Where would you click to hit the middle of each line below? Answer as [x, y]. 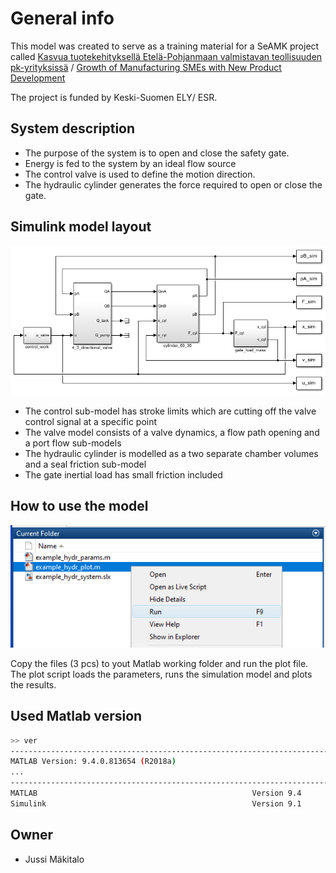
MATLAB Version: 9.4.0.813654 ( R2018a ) [93, 762]
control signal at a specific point [91, 421]
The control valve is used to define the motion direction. [140, 174]
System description [73, 128]
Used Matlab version [76, 716]
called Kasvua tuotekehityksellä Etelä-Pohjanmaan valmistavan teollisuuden [166, 56]
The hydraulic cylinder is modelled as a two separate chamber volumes [171, 453]
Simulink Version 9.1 [156, 803]
